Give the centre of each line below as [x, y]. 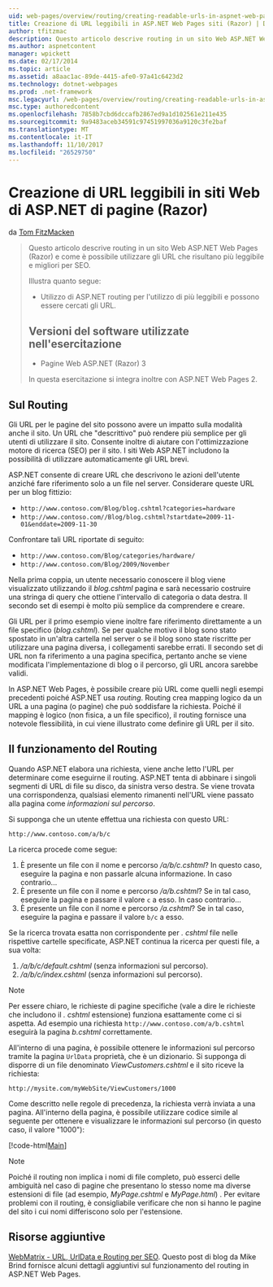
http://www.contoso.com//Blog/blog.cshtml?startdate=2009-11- [128, 517]
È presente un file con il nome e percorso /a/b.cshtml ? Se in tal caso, [136, 891]
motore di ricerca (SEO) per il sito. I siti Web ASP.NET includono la [119, 450]
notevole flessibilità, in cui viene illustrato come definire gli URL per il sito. [131, 723]
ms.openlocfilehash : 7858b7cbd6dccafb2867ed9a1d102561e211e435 [118, 115]
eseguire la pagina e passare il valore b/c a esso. [102, 917]
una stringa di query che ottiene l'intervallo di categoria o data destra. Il [128, 597]
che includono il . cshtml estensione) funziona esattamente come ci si [125, 1014]
